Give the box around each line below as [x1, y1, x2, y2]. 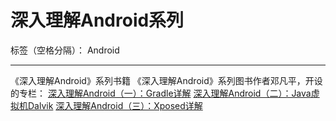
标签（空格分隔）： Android [10, 44, 120, 56]
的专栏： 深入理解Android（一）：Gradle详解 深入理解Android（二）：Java [10, 87, 312, 99]
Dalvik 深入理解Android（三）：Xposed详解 [27, 99, 203, 111]
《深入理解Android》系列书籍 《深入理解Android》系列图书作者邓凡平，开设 [10, 74, 323, 86]
